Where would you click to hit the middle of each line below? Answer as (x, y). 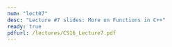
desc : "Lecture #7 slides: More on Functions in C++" (87, 20)
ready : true (24, 26)
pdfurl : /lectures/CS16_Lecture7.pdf (62, 33)
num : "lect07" (28, 13)
